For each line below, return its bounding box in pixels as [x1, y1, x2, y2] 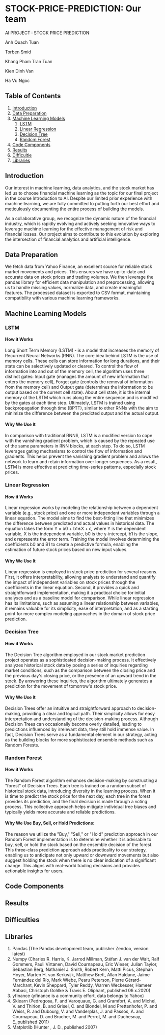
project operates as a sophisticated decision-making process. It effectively [5, 657, 156, 663]
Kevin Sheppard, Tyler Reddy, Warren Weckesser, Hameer [34, 982, 152, 988]
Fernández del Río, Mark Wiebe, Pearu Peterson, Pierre [12, 977, 124, 983]
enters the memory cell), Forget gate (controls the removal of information [5, 378, 153, 385]
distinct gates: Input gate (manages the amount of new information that [5, 373, 149, 379]
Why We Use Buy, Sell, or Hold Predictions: [5, 820, 95, 826]
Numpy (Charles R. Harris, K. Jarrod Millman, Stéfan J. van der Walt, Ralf [12, 956, 160, 962]
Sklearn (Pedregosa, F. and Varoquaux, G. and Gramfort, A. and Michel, [12, 998, 157, 1004]
